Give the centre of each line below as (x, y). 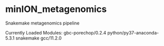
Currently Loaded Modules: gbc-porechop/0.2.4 (56, 32)
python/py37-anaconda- (133, 32)
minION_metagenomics (56, 9)
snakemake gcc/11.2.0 (39, 38)
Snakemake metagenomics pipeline (42, 23)
